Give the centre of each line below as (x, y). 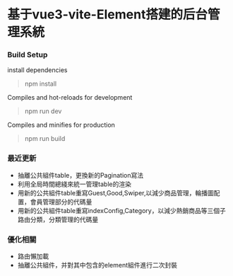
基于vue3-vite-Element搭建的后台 (108, 15)
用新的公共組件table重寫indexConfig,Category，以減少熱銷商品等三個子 (121, 210)
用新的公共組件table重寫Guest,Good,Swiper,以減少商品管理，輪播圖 (115, 192)
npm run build (45, 139)
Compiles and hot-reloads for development (70, 98)
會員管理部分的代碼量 (61, 202)
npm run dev (43, 111)
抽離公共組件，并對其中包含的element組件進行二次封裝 (97, 265)
